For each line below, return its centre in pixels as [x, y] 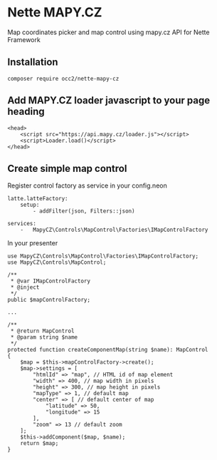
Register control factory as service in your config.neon [87, 185]
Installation [33, 62]
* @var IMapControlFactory [51, 281]
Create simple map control [67, 168]
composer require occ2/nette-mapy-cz [63, 78]
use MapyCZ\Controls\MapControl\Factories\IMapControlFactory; [103, 256]
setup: [30, 205]
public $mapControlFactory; [49, 300]
